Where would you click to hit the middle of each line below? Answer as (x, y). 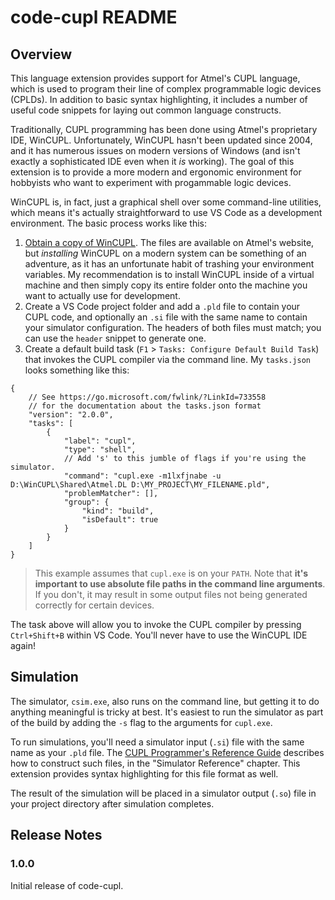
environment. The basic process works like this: (109, 223)
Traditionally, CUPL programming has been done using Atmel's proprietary (164, 129)
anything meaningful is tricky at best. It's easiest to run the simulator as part (167, 712)
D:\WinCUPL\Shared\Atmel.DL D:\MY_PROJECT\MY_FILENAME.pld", (140, 485)
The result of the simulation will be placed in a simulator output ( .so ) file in (163, 793)
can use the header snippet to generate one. (115, 338)
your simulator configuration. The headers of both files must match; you (173, 327)
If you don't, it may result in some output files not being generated (171, 594)
